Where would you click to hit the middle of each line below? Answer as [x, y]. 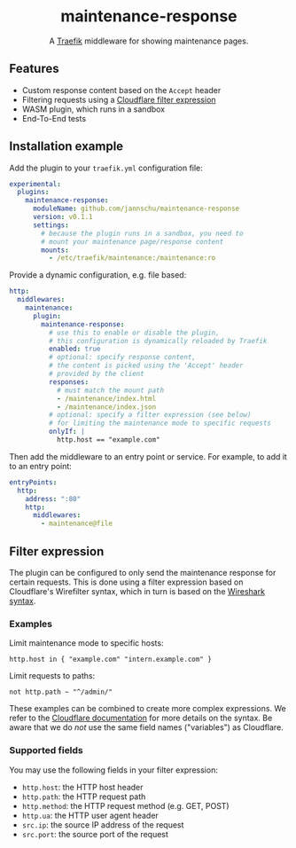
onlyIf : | [67, 432]
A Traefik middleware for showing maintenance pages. [149, 41]
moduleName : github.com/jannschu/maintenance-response [136, 209]
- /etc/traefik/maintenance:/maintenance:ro [132, 258]
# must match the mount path [110, 390]
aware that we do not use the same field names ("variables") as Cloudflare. [146, 727]
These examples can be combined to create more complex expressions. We [148, 709]
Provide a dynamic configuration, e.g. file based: [98, 275]
